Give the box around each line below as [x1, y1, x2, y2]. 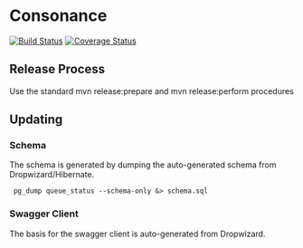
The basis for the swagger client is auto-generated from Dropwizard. [9, 228, 266, 239]
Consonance [9, 5, 108, 26]
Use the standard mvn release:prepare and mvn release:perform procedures [9, 85, 294, 96]
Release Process [9, 62, 106, 77]
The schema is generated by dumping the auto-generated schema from [9, 159, 278, 170]
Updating [9, 112, 63, 128]
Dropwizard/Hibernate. [9, 169, 95, 180]
